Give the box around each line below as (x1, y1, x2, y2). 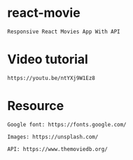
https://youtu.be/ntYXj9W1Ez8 (7, 74, 96, 81)
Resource (7, 98, 64, 114)
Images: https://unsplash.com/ (7, 133, 99, 140)
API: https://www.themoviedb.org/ (7, 145, 108, 152)
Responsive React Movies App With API (7, 28, 120, 35)
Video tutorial (7, 51, 89, 67)
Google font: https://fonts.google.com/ (7, 121, 127, 128)
